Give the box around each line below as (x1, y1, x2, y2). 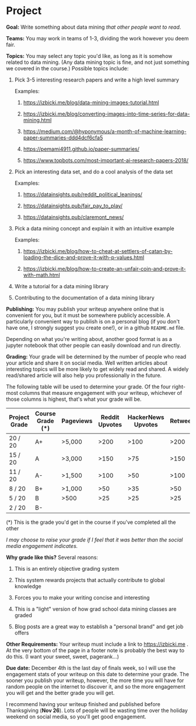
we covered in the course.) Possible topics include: (6, 64, 129, 71)
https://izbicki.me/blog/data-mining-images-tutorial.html (23, 98, 159, 106)
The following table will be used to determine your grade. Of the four (6, 383, 171, 390)
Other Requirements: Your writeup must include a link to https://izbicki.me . (6, 640, 188, 647)
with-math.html (23, 271, 60, 278)
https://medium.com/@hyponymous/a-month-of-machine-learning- (23, 128, 187, 135)
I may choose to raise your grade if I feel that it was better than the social (6, 536, 183, 543)
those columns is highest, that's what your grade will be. (6, 396, 142, 403)
